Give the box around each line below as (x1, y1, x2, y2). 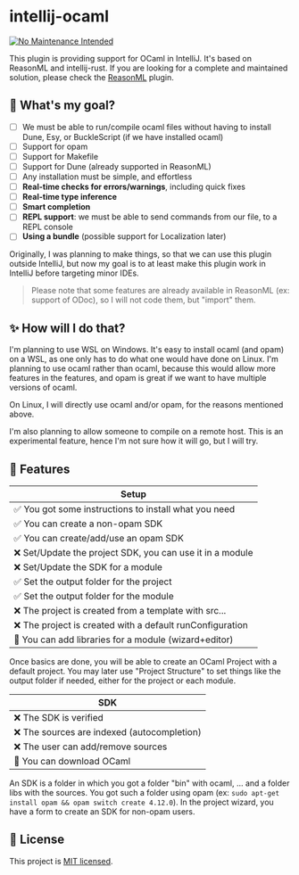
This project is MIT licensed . (9, 855, 113, 866)
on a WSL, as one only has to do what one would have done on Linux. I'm (9, 354, 279, 365)
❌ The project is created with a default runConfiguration (13, 619, 248, 631)
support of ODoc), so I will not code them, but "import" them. (30, 294, 256, 305)
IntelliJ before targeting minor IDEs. (9, 268, 140, 278)
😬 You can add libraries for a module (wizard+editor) (13, 633, 234, 646)
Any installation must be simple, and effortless (21, 171, 193, 182)
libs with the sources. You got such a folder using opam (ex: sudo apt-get (9, 788, 279, 797)
